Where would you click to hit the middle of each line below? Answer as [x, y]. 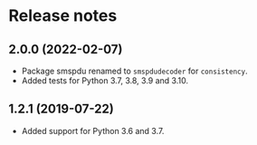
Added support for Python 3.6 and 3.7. [93, 130]
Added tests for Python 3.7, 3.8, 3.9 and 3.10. [105, 81]
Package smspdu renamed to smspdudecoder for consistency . [134, 71]
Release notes [63, 16]
